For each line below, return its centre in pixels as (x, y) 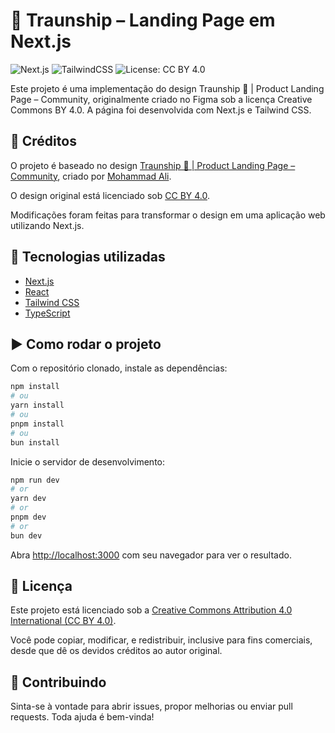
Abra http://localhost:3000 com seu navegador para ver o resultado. (151, 555)
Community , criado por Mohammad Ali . (91, 176)
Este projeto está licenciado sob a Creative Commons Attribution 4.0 (151, 610)
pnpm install (37, 424)
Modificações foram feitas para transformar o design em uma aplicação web (168, 215)
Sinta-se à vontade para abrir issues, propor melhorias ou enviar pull (151, 706)
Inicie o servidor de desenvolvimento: (88, 461)
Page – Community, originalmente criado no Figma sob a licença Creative (161, 99)
